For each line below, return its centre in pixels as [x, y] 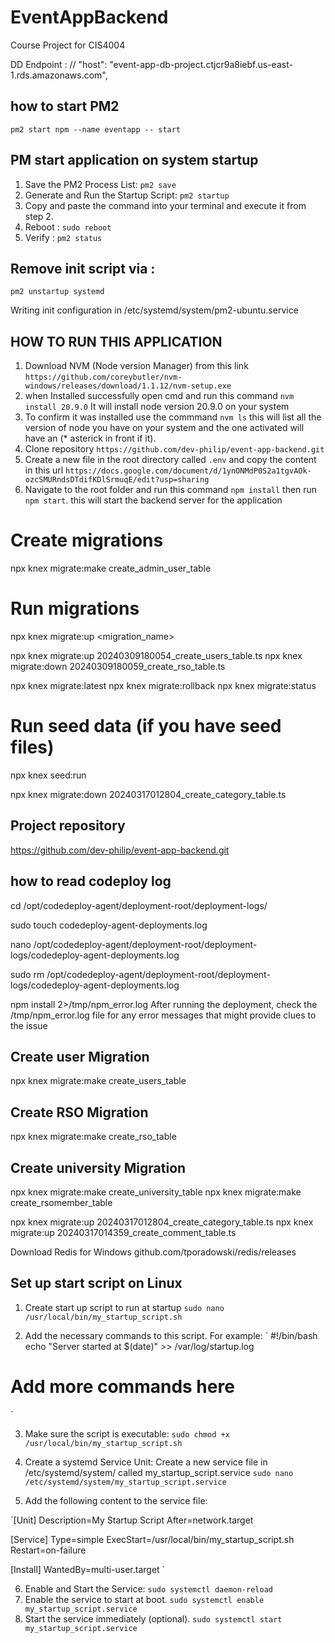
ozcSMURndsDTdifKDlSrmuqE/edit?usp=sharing [117, 480]
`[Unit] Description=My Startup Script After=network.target [132, 1520]
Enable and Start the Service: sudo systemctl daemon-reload [148, 1588]
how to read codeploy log [91, 881]
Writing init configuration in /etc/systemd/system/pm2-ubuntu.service [154, 310]
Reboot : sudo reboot [68, 227]
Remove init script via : [83, 268]
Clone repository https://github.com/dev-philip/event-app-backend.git [174, 449]
